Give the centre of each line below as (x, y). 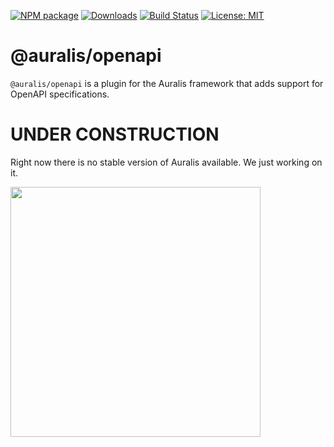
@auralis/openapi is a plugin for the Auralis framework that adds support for (167, 83)
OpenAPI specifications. (60, 94)
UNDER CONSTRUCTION (115, 134)
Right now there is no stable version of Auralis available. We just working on (166, 162)
